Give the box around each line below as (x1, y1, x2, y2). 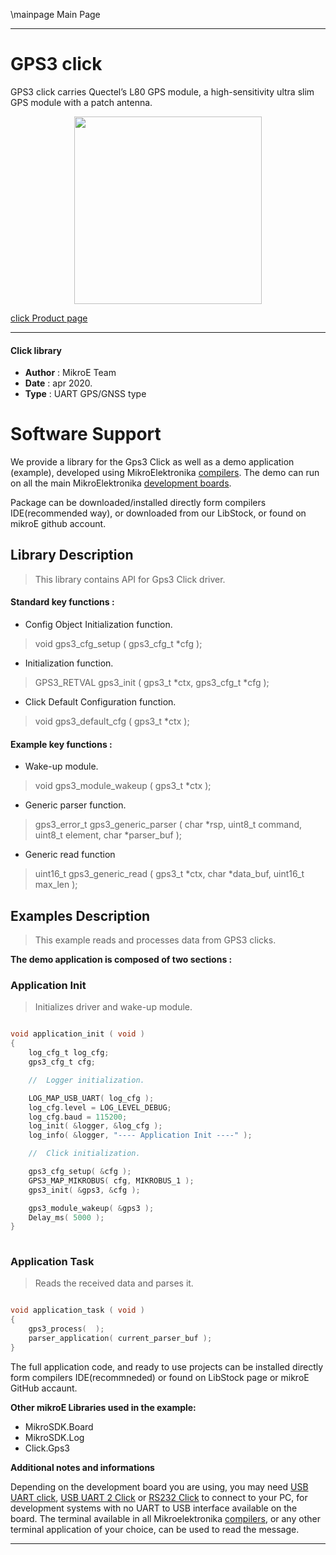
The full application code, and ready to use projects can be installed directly (10, 1360, 324, 1373)
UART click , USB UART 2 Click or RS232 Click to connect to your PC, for (10, 1491, 308, 1503)
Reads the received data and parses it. (34, 1277, 194, 1289)
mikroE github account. (10, 518, 107, 530)
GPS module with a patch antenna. (10, 96, 153, 108)
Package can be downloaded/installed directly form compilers (10, 497, 267, 509)
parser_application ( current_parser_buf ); (28, 1334, 213, 1344)
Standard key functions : (10, 596, 115, 608)
